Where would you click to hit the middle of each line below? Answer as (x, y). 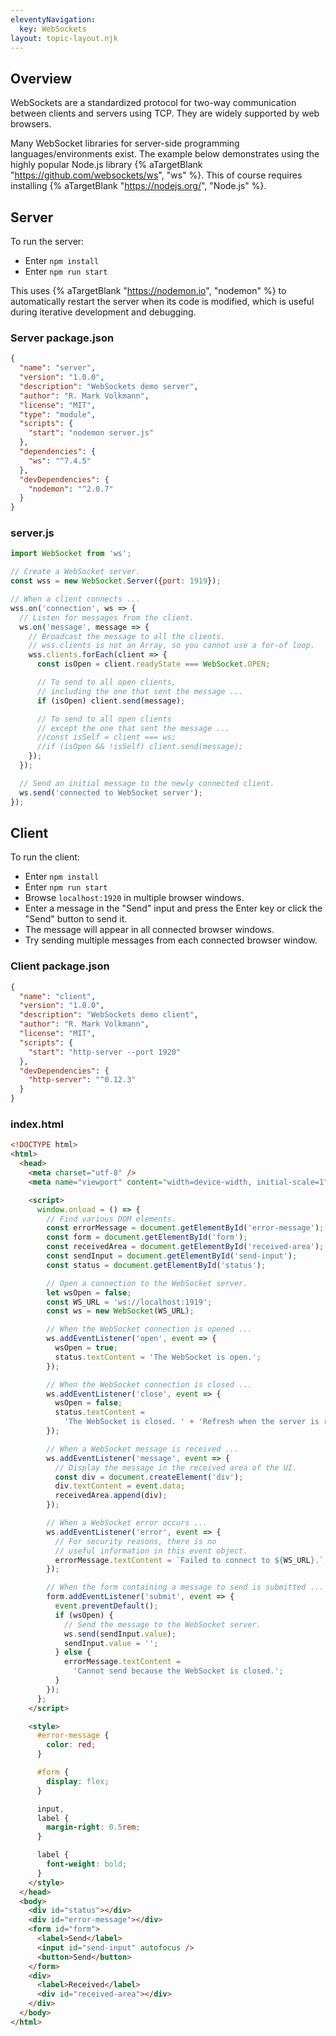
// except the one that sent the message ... (133, 728)
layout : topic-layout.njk (64, 38)
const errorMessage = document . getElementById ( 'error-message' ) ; (185, 1228)
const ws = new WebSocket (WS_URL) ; (120, 1311)
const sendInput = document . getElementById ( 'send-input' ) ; (172, 1256)
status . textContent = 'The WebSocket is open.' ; (158, 1357)
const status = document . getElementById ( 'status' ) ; (156, 1265)
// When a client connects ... (75, 599)
